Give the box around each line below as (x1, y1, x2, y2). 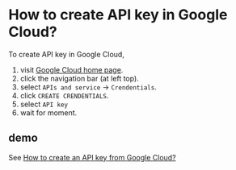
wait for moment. (19, 107, 78, 118)
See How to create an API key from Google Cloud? (8, 152, 176, 162)
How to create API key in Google (8, 6, 228, 24)
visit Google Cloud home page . (19, 64, 124, 74)
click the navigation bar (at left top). (19, 73, 139, 83)
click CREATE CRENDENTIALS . (19, 90, 109, 100)
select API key (19, 99, 69, 109)
